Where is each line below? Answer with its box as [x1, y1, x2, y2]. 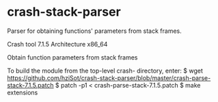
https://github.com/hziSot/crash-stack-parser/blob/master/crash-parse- [7, 73, 211, 82]
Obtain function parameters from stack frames [7, 53, 138, 62]
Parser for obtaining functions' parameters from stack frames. [7, 27, 182, 35]
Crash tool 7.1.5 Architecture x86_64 [7, 40, 108, 48]
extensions [7, 88, 38, 97]
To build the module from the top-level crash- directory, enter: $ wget [7, 66, 203, 75]
